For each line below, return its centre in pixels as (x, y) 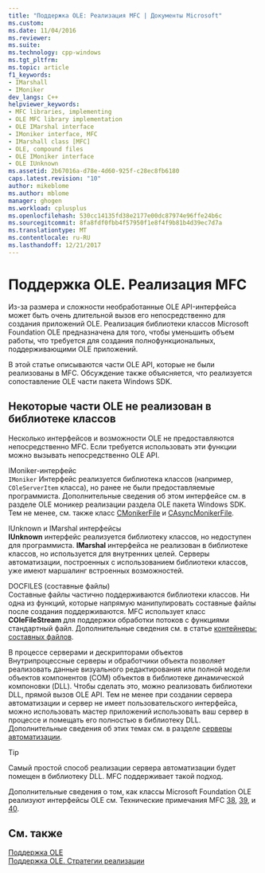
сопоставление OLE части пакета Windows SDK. (90, 381)
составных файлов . (41, 636)
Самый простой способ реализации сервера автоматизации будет (122, 767)
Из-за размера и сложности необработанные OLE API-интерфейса (122, 307)
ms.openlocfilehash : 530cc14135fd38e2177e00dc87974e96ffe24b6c (115, 216)
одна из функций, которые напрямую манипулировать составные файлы (132, 603)
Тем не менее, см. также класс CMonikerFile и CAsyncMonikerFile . (121, 513)
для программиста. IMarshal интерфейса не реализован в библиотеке (128, 545)
